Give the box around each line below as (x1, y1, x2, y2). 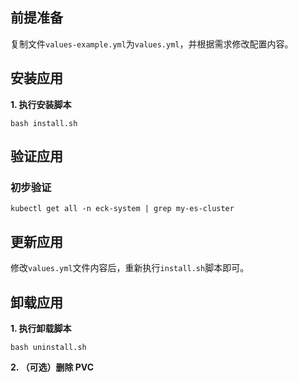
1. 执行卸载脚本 (10, 322, 72, 334)
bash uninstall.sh (10, 342, 87, 352)
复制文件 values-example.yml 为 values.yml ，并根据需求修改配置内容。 (10, 38, 294, 50)
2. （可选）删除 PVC (10, 361, 95, 373)
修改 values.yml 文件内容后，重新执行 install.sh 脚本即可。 (10, 262, 250, 274)
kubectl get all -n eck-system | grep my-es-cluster (10, 204, 235, 214)
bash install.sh (10, 118, 78, 128)
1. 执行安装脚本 (10, 98, 72, 110)
